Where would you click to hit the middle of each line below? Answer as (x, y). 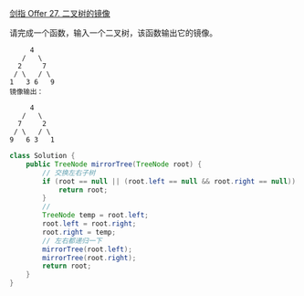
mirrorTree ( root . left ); (87, 249)
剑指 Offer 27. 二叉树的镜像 (60, 13)
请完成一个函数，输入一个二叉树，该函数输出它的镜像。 (113, 33)
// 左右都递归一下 (72, 240)
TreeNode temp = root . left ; (95, 216)
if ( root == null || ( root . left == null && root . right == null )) (169, 181)
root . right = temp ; (79, 232)
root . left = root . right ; (89, 224)
